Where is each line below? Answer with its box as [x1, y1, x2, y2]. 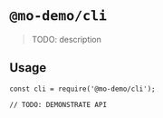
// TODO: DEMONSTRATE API [9, 100, 107, 109]
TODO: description [31, 34, 102, 44]
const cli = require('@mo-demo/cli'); [9, 84, 156, 93]
